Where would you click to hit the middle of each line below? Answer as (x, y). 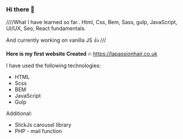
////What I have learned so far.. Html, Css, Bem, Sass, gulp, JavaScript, (92, 22)
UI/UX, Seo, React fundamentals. (46, 28)
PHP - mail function (38, 131)
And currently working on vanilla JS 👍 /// (56, 40)
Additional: (19, 114)
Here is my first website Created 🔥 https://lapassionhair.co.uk (82, 54)
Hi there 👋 (21, 9)
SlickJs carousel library (43, 125)
